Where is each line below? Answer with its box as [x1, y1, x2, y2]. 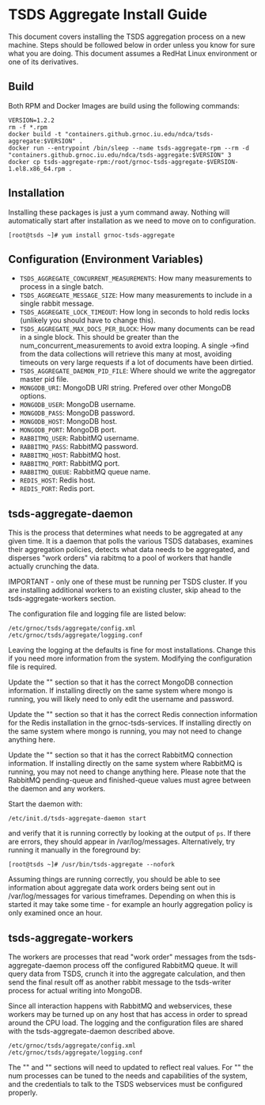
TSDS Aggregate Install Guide [8, 6, 208, 24]
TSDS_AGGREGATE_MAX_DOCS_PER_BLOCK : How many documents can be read [19, 324, 256, 333]
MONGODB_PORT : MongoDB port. [19, 425, 117, 435]
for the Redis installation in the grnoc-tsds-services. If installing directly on [8, 718, 252, 728]
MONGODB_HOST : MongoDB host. [19, 417, 117, 426]
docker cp [8, 158, 41, 166]
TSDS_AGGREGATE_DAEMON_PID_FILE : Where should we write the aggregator [19, 366, 256, 375]
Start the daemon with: [8, 799, 83, 809]
